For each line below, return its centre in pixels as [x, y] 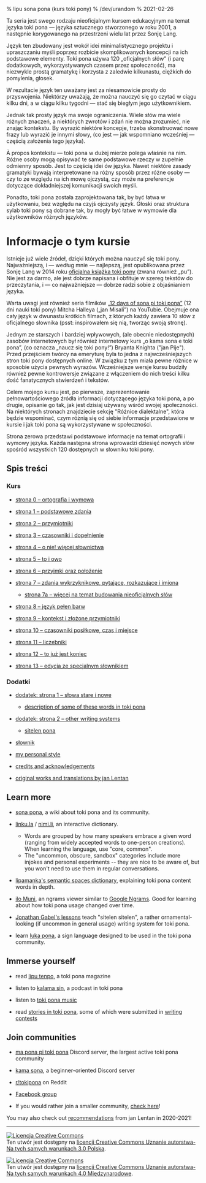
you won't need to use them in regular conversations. [92, 868]
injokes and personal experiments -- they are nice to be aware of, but [112, 862]
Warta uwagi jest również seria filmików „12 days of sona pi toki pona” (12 [99, 303]
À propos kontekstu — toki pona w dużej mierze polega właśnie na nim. [97, 153]
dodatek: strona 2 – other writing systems [68, 718]
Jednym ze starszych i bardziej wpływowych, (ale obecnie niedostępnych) [101, 334]
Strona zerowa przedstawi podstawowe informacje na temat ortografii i [96, 436]
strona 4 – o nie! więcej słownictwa [59, 547]
